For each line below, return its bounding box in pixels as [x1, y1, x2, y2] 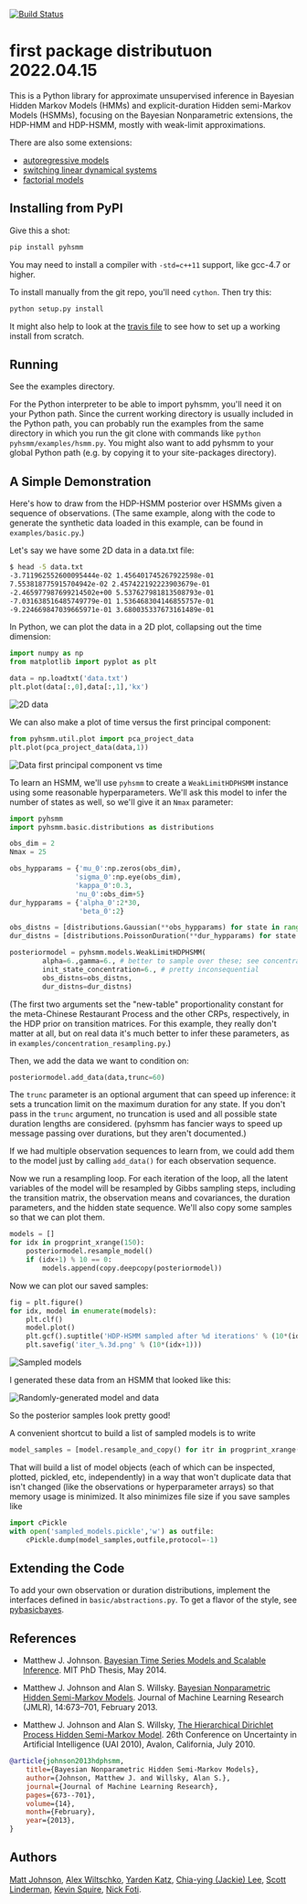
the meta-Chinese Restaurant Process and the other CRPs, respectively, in [9, 1008, 290, 1019]
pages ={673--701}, [26, 1791, 96, 1800]
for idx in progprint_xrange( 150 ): [9, 1238, 145, 1247]
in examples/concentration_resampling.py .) [9, 1037, 172, 1048]
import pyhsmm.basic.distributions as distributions [9, 822, 215, 831]
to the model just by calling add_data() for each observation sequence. [9, 1156, 277, 1167]
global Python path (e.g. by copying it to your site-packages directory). [9, 448, 277, 459]
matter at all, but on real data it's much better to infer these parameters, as [9, 1028, 290, 1039]
